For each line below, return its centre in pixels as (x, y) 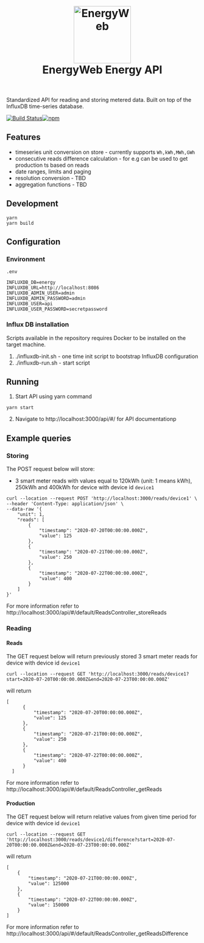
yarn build (20, 223)
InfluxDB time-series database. (45, 106)
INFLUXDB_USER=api (30, 304)
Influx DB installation (38, 324)
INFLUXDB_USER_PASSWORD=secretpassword (57, 309)
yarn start (20, 408)
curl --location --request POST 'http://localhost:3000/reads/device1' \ (102, 499)
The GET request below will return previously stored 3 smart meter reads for (102, 657)
